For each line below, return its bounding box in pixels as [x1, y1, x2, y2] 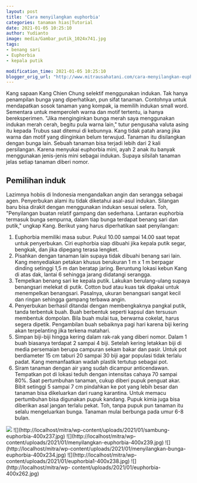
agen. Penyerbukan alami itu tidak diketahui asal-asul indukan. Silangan [6, 197, 179, 204]
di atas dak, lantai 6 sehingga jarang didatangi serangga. [14, 271, 152, 278]
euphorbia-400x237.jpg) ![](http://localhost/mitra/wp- [6, 433, 136, 440]
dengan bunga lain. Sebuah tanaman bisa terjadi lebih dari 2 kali [6, 140, 161, 147]
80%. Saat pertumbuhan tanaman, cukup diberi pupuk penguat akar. [14, 377, 181, 384]
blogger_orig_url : [6, 74, 51, 80]
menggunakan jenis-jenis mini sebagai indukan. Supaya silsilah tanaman [6, 152, 181, 159]
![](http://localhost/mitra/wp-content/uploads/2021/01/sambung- [13, 427, 170, 434]
